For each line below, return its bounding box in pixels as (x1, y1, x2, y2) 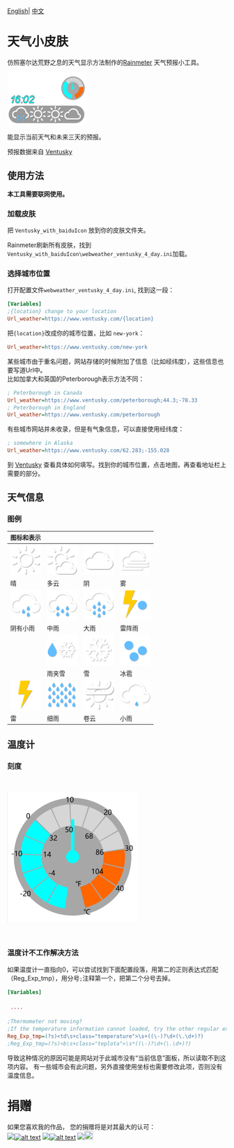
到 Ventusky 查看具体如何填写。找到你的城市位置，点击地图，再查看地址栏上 (7, 460, 227, 469)
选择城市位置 (7, 269, 51, 278)
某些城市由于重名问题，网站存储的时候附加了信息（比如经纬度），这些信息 (7, 357, 218, 365)
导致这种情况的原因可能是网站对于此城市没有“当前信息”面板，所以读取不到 (7, 1053, 221, 1062)
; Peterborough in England (7, 404, 86, 411)
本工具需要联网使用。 (7, 190, 68, 198)
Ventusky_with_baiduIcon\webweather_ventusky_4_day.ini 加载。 (7, 250, 192, 258)
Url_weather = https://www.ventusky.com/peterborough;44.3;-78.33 (7, 397, 198, 404)
